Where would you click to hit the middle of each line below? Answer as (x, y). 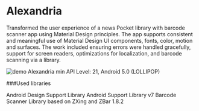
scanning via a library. (34, 60)
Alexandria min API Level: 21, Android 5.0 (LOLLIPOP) (94, 71)
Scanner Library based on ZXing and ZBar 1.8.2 (65, 101)
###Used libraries (29, 83)
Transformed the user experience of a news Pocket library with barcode (96, 28)
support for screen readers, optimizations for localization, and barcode (94, 53)
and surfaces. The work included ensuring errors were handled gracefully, (99, 47)
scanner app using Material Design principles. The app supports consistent (99, 34)
